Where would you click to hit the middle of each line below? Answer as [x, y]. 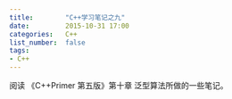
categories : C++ [43, 34]
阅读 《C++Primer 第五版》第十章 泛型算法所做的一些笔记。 [119, 85]
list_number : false [48, 42]
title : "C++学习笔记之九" [67, 17]
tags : [19, 51]
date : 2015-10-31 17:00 [69, 26]
